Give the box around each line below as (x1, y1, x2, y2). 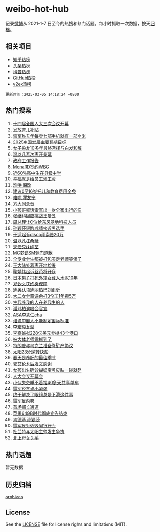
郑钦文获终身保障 (12, 281, 48, 286)
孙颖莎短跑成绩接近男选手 (12, 225, 65, 231)
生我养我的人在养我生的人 (12, 299, 65, 305)
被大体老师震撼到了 (12, 336, 52, 342)
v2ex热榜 (12, 81, 31, 87)
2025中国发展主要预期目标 (12, 139, 67, 145)
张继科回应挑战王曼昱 (12, 213, 56, 219)
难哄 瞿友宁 (12, 194, 36, 200)
